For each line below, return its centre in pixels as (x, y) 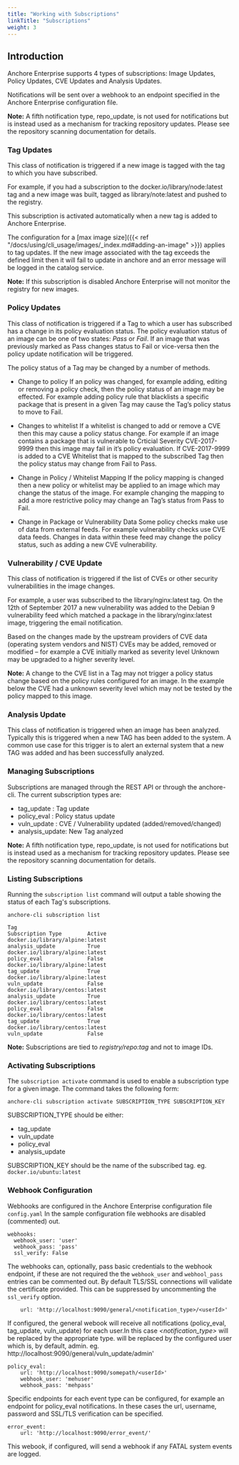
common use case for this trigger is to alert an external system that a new (116, 745)
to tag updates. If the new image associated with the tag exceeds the (109, 253)
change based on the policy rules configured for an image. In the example (116, 681)
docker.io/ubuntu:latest (44, 1173)
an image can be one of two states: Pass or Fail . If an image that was (109, 338)
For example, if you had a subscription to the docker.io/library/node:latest (115, 187)
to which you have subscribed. (52, 173)
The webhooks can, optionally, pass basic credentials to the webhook (110, 1266)
